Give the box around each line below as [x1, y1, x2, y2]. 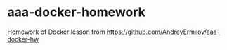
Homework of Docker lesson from [7, 27, 105, 36]
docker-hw [7, 35, 39, 43]
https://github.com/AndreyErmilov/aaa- [106, 27, 220, 36]
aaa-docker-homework [7, 4, 146, 20]
